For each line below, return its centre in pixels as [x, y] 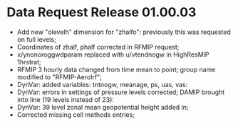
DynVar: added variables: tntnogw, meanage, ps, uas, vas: [102, 84]
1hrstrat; [29, 62]
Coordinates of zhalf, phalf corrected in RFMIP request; [98, 47]
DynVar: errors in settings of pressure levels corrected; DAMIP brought [121, 92]
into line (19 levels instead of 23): [66, 99]
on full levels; [36, 39]
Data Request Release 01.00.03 [102, 12]
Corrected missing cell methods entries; [76, 115]
